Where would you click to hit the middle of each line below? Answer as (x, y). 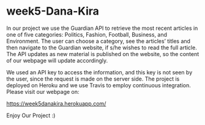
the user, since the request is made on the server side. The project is (93, 79)
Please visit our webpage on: (43, 91)
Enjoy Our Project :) (31, 115)
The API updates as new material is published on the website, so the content (103, 54)
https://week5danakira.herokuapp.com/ (56, 103)
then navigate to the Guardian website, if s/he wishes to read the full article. (102, 48)
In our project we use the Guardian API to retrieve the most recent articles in (102, 28)
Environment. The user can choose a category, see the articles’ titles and (99, 41)
